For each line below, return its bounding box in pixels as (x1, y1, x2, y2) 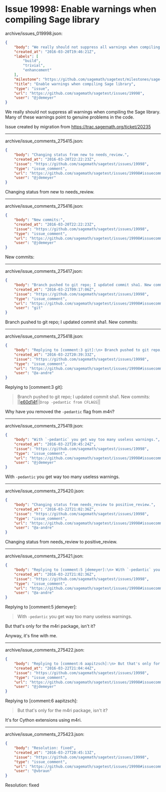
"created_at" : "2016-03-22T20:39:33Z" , (14, 352, 96, 357)
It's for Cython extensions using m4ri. (5, 717, 82, 723)
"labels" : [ (14, 54, 39, 59)
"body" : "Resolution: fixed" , (14, 745, 77, 751)
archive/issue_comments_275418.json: (5, 333, 83, 339)
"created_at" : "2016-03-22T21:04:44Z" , (14, 666, 96, 670)
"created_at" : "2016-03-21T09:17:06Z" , (14, 287, 96, 292)
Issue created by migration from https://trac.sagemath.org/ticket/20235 (5, 124, 151, 130)
